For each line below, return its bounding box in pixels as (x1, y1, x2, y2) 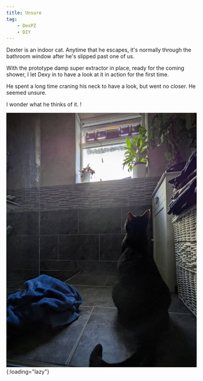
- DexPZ (17, 22, 36, 28)
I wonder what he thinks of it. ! (6, 101, 82, 108)
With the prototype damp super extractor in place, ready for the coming (6, 64, 184, 72)
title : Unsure (6, 10, 42, 16)
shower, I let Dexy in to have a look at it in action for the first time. (6, 71, 169, 78)
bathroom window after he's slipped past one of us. (6, 53, 135, 60)
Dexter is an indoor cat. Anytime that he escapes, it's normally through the (6, 46, 192, 54)
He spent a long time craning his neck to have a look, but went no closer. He (6, 82, 196, 90)
